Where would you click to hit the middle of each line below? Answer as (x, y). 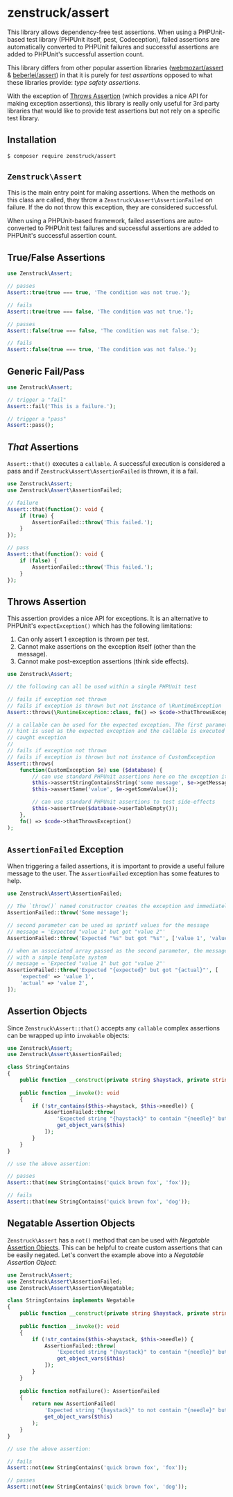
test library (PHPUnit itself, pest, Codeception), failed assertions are (123, 39)
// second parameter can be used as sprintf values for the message (108, 925)
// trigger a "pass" (37, 419)
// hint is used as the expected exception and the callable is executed (116, 731)
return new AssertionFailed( (74, 1404)
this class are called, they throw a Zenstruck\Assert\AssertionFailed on (110, 200)
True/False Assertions (56, 258)
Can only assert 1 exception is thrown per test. (83, 639)
